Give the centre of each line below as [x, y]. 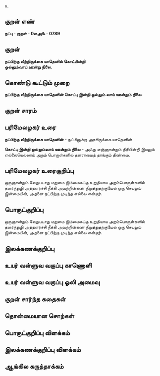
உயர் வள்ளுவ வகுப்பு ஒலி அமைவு [52, 282]
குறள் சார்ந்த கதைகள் [35, 299]
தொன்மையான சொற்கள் [40, 316]
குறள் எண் [20, 22]
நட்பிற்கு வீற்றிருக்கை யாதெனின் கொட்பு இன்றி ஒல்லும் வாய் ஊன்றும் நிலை [73, 95]
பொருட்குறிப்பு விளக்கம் [37, 333]
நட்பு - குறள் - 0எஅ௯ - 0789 [32, 33]
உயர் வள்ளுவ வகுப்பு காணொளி [48, 266]
